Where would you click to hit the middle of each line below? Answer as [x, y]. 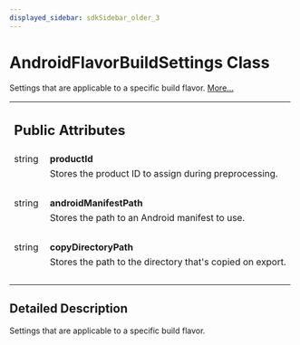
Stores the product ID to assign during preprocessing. [164, 174]
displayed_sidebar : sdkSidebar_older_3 [85, 18]
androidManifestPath [96, 203]
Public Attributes [70, 130]
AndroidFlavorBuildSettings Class [140, 62]
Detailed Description [69, 309]
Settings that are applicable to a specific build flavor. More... [121, 88]
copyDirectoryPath [92, 247]
